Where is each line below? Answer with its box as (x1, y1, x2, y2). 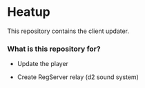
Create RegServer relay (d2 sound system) (17, 73, 139, 81)
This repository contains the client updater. (7, 27, 130, 35)
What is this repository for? (7, 44, 101, 54)
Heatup (7, 4, 50, 20)
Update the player (17, 60, 69, 68)
